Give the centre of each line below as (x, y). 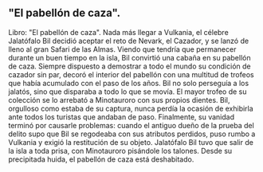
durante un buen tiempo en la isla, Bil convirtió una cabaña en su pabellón (130, 57)
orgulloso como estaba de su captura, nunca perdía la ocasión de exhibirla (131, 108)
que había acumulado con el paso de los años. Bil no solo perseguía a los (129, 83)
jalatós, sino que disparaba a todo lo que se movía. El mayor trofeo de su (128, 92)
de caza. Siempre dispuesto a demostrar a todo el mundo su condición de (130, 66)
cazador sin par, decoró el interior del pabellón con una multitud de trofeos (131, 74)
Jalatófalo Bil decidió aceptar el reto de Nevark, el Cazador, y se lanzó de (129, 41)
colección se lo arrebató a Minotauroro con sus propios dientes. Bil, (119, 100)
